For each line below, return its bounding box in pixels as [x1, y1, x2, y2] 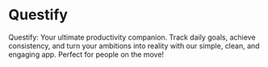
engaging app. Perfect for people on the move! [8, 49, 164, 59]
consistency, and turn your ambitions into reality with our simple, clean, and [8, 40, 260, 50]
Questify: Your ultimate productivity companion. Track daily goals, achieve [8, 32, 256, 42]
